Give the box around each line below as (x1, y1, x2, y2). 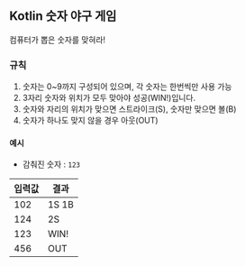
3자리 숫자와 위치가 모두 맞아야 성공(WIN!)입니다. (22, 93, 196, 104)
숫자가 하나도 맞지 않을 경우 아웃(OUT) (22, 115, 159, 126)
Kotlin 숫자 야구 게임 (9, 8, 117, 24)
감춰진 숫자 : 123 (22, 159, 81, 170)
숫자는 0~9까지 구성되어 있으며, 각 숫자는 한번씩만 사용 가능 (22, 81, 232, 92)
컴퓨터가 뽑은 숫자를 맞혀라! (9, 34, 106, 45)
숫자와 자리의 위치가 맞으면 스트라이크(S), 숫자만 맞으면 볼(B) (22, 104, 237, 115)
